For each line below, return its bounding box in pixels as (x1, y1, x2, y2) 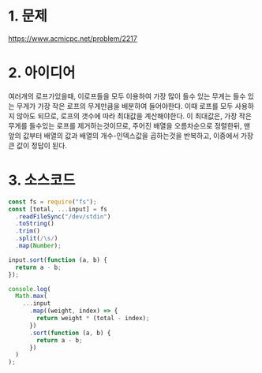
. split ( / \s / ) (15, 234, 58, 243)
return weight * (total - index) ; (36, 315, 150, 323)
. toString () (15, 220, 55, 228)
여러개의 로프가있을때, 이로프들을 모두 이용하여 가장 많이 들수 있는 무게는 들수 (8, 91, 246, 101)
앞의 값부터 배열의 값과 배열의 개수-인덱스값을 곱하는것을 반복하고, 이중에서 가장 (8, 131, 254, 140)
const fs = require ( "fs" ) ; (8, 198, 97, 206)
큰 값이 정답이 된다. (8, 140, 67, 150)
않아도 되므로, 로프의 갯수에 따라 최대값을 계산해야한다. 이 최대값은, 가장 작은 (16, 111, 253, 121)
